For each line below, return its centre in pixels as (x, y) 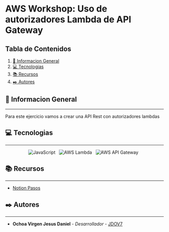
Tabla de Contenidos (38, 49)
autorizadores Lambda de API (68, 19)
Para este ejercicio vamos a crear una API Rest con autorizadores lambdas (82, 116)
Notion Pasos (26, 188)
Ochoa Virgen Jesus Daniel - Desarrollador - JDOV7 (67, 224)
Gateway (24, 30)
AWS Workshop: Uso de (56, 9)
